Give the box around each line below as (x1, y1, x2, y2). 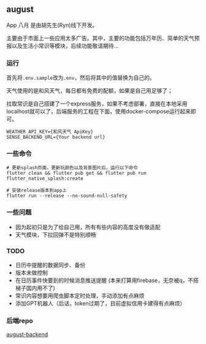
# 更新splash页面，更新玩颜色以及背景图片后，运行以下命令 (6, 165, 138, 171)
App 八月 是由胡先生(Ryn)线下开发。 (6, 21, 98, 29)
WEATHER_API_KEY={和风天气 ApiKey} (6, 129, 94, 135)
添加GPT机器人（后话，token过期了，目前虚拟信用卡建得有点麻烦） (15, 300, 186, 307)
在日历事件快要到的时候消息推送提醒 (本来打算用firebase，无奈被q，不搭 (15, 277, 199, 284)
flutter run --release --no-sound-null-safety (6, 193, 128, 199)
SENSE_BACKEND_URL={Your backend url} (6, 134, 105, 140)
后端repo (6, 316, 34, 325)
